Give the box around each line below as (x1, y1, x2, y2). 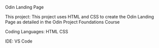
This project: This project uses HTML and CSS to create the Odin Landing (5, 14, 154, 19)
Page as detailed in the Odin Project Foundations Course (5, 19, 120, 25)
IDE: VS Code (5, 38, 33, 44)
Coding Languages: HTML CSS (5, 29, 68, 34)
